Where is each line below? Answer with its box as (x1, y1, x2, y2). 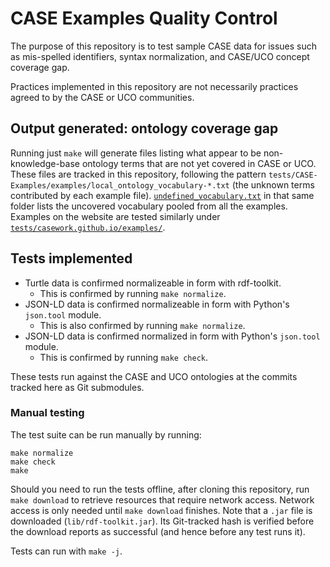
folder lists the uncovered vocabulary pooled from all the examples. (10, 200, 288, 212)
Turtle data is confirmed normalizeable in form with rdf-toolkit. (24, 277, 282, 289)
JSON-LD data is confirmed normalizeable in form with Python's (24, 298, 290, 310)
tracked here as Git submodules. (10, 381, 145, 393)
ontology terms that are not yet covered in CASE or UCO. (81, 157, 317, 169)
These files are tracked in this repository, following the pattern (10, 168, 267, 180)
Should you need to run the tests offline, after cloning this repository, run (10, 483, 310, 495)
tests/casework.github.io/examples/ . (10, 221, 166, 233)
